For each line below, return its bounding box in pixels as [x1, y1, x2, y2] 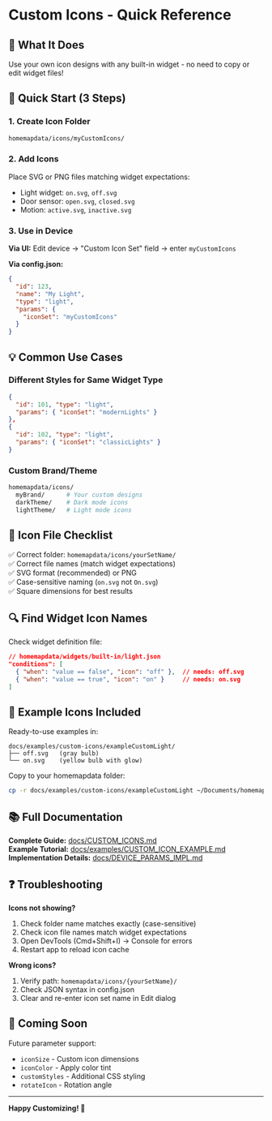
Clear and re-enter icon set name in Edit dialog [19, 993, 176, 1003]
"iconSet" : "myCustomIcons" [23, 312, 117, 321]
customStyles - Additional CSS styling [19, 1071, 146, 1080]
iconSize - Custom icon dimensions [19, 1054, 139, 1063]
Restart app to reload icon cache [19, 944, 130, 954]
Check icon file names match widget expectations [19, 927, 188, 937]
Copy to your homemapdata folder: [8, 771, 125, 780]
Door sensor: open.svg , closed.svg [19, 196, 135, 206]
